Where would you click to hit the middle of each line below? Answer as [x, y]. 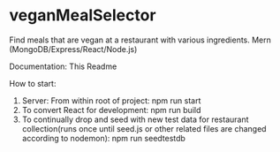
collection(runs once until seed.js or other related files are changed [144, 128]
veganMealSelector [83, 15]
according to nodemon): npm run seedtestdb [103, 138]
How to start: [33, 83]
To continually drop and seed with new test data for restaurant [135, 119]
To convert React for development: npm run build [111, 110]
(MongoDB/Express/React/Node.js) [73, 49]
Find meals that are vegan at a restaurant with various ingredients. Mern [140, 40]
